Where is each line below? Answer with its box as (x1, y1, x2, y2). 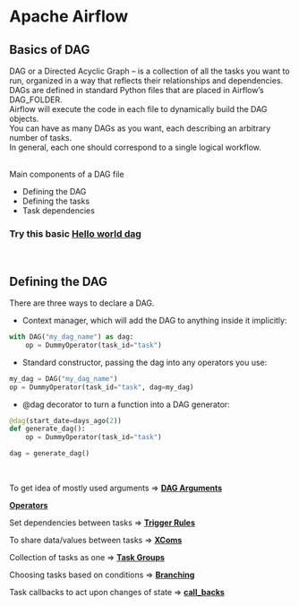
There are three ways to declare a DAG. (9, 298, 155, 308)
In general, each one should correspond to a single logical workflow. (9, 142, 261, 152)
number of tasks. (9, 133, 73, 143)
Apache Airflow (9, 6, 129, 27)
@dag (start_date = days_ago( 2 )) (9, 416, 123, 425)
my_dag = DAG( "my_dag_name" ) (9, 374, 118, 383)
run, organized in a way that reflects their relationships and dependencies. (9, 75, 284, 86)
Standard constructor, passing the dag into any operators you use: (21, 357, 268, 368)
